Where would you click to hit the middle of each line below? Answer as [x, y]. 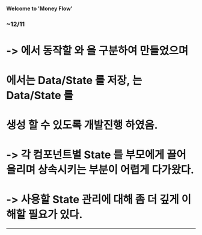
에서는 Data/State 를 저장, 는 [74, 80]
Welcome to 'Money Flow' [40, 8]
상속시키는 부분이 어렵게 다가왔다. [116, 170]
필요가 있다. [55, 215]
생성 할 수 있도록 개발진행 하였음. [82, 125]
